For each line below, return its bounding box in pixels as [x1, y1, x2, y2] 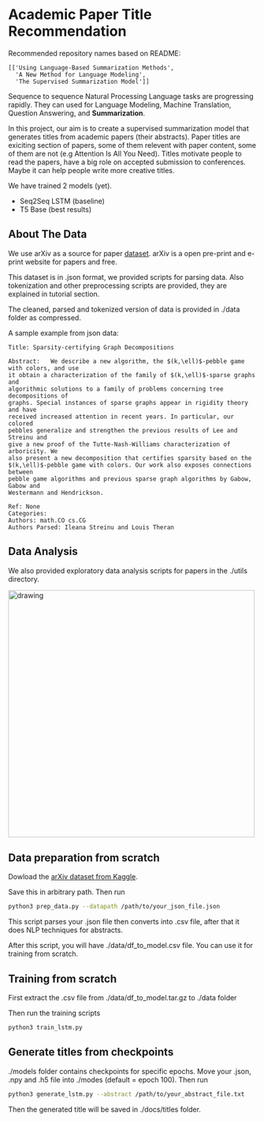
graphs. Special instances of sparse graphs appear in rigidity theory [8, 399, 248, 406]
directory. [8, 574, 39, 584]
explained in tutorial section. [8, 289, 100, 298]
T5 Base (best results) [19, 204, 92, 214]
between [8, 468, 34, 476]
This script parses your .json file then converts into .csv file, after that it [8, 917, 240, 927]
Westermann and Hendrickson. [8, 489, 104, 497]
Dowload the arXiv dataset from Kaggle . [8, 872, 138, 882]
